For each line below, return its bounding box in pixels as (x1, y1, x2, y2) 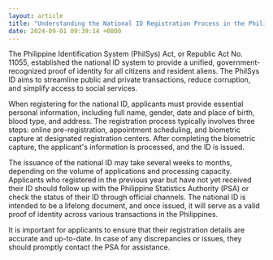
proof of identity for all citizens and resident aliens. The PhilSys (48, 66, 260, 76)
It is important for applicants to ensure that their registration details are (8, 225, 245, 235)
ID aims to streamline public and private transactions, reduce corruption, (8, 75, 251, 85)
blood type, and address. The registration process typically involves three (8, 117, 255, 126)
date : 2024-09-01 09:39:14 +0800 (8, 27, 122, 35)
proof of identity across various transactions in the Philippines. (8, 210, 219, 220)
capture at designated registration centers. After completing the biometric (8, 134, 256, 143)
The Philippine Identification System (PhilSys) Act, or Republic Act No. (8, 49, 244, 59)
